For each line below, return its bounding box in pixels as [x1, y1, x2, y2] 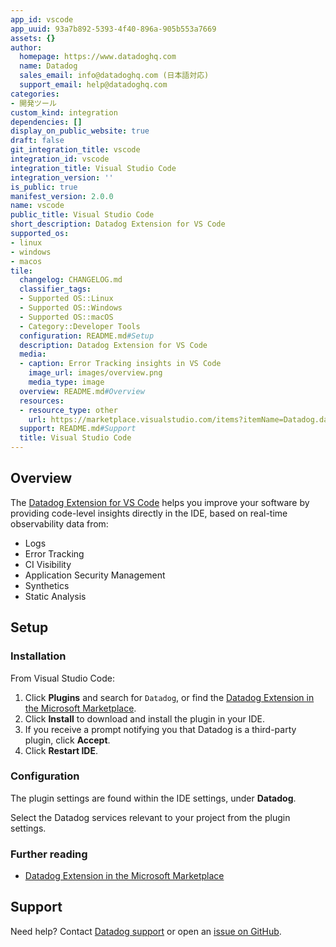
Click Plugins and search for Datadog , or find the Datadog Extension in [24, 691, 315, 703]
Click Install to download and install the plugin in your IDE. [24, 712, 265, 725]
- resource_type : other [19, 405, 118, 415]
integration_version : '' [10, 172, 114, 183]
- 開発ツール [10, 98, 57, 108]
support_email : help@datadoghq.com [19, 80, 168, 90]
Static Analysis [24, 590, 87, 602]
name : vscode [10, 201, 65, 211]
